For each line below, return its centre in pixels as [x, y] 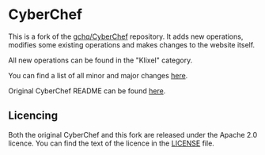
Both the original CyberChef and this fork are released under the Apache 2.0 [133, 134]
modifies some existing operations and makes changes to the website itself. [132, 44]
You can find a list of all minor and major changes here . [98, 75]
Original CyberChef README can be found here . [87, 91]
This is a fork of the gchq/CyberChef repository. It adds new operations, [126, 36]
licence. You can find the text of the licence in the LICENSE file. [112, 143]
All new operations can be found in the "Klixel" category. [100, 60]
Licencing [33, 116]
